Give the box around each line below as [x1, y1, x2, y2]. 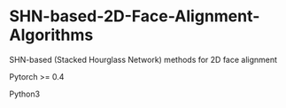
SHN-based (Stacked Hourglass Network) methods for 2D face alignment [9, 54, 277, 65]
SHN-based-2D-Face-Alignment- [9, 6, 260, 27]
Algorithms [9, 25, 94, 45]
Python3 [9, 89, 41, 99]
